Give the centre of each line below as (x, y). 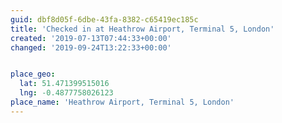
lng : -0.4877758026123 (66, 93)
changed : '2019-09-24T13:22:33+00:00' (91, 47)
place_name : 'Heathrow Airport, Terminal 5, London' (122, 102)
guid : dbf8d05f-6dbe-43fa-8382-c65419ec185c (104, 19)
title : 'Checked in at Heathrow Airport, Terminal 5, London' (142, 29)
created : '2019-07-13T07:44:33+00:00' (91, 38)
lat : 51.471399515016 (64, 84)
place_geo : (33, 74)
